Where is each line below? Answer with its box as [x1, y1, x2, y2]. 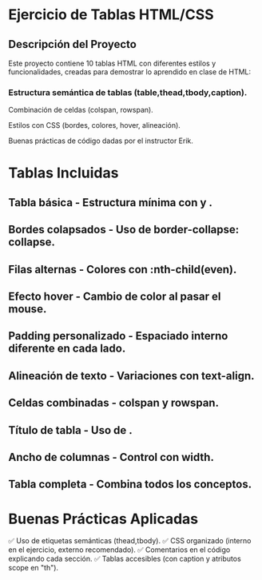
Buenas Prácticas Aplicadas [8, 510, 199, 528]
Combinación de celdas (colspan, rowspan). [8, 105, 153, 115]
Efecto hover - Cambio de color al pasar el [8, 290, 221, 304]
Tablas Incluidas [8, 164, 119, 182]
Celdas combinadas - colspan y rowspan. [8, 396, 220, 410]
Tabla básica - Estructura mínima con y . [8, 196, 213, 209]
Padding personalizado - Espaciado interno [8, 329, 228, 343]
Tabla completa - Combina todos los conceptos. [8, 478, 252, 491]
